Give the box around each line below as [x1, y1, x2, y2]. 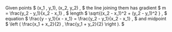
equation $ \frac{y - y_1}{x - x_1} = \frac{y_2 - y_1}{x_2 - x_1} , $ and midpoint [5, 16, 166, 21]
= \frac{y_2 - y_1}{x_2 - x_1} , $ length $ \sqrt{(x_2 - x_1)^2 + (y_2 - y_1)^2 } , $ [5, 10, 167, 16]
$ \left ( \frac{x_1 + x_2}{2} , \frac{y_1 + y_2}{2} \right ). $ [5, 21, 125, 27]
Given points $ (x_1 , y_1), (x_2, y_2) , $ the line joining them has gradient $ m [5, 5, 166, 11]
